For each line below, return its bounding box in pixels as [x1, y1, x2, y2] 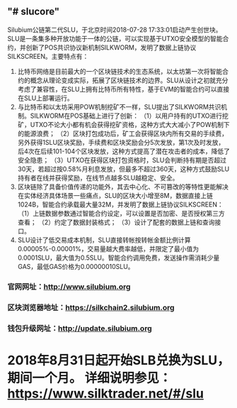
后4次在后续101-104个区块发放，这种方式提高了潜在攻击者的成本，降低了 [17, 147, 231, 155]
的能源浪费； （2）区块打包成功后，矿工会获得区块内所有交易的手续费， [17, 129, 229, 138]
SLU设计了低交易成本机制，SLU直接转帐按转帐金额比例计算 [17, 236, 191, 244]
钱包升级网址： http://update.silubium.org [7, 323, 152, 333]
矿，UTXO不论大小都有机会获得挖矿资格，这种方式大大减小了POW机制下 [17, 120, 230, 128]
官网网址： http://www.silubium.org [7, 282, 131, 292]
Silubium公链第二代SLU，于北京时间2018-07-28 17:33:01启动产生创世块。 [7, 25, 222, 34]
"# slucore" [7, 6, 60, 18]
